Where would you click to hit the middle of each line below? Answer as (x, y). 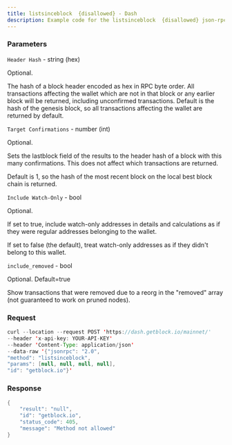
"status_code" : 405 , (49, 422)
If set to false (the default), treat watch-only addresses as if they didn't (108, 245)
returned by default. (36, 116)
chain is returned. (32, 183)
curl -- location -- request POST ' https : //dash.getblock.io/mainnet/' (109, 332)
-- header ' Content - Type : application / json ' (71, 345)
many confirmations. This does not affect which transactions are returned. (113, 163)
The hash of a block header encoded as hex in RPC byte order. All (101, 86)
